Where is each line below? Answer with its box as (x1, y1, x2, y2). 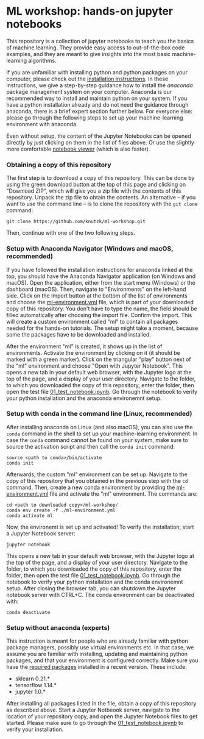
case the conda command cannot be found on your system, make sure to (6, 436, 188, 443)
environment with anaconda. (6, 120, 78, 127)
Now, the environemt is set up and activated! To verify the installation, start (6, 523, 194, 530)
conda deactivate (6, 609, 51, 615)
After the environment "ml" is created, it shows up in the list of (6, 343, 163, 350)
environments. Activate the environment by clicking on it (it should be (6, 349, 181, 356)
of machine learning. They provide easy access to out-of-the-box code (6, 44, 185, 51)
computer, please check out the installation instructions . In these (6, 75, 169, 82)
